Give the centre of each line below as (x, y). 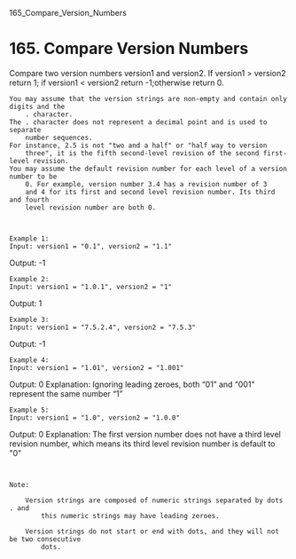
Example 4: (29, 360)
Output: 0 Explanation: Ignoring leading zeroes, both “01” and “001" (132, 384)
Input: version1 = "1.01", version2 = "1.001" (97, 367)
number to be (33, 177)
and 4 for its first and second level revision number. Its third (150, 192)
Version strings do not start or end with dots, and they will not (152, 531)
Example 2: (29, 279)
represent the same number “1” (66, 393)
